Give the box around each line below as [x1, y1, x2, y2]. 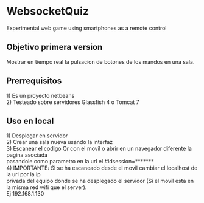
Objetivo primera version [6, 42, 103, 52]
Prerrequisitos [6, 76, 62, 86]
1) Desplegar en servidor [6, 132, 68, 139]
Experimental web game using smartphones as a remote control [6, 24, 167, 32]
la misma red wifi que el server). [6, 184, 87, 191]
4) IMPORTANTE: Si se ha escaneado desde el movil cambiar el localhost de [6, 164, 198, 171]
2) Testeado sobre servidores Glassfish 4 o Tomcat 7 [6, 98, 139, 106]
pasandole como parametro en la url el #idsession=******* [6, 158, 154, 165]
